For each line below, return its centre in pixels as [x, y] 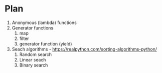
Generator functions [32, 27]
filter [24, 38]
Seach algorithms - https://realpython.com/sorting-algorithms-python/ [84, 49]
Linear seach [33, 59]
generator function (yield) [46, 43]
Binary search [34, 65]
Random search [35, 54]
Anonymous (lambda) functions [44, 22]
